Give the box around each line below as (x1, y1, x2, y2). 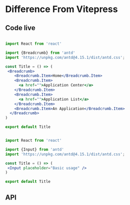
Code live (5, 24, 36, 32)
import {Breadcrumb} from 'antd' (5, 50, 76, 55)
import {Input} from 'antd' (5, 147, 64, 152)
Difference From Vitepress (5, 4, 118, 15)
